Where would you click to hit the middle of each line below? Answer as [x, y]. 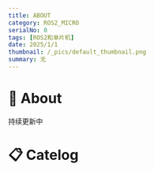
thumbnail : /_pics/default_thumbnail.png [77, 52]
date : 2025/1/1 [33, 45]
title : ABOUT [30, 15]
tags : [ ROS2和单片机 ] [41, 37]
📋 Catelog [43, 155]
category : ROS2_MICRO [44, 23]
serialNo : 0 [28, 30]
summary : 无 [27, 60]
